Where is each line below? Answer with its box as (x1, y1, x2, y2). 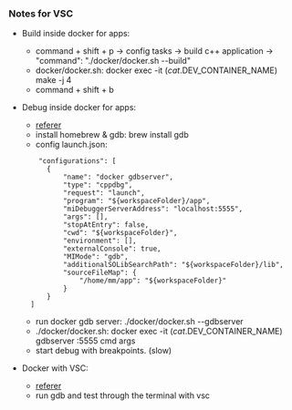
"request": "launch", (62, 189, 145, 198)
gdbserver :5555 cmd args (35, 335, 136, 346)
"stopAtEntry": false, (62, 220, 150, 230)
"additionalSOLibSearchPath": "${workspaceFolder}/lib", (62, 261, 284, 270)
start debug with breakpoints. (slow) (35, 345, 172, 356)
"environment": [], (62, 236, 138, 246)
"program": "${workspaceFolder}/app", (62, 197, 211, 206)
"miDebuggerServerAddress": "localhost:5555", (62, 204, 244, 214)
